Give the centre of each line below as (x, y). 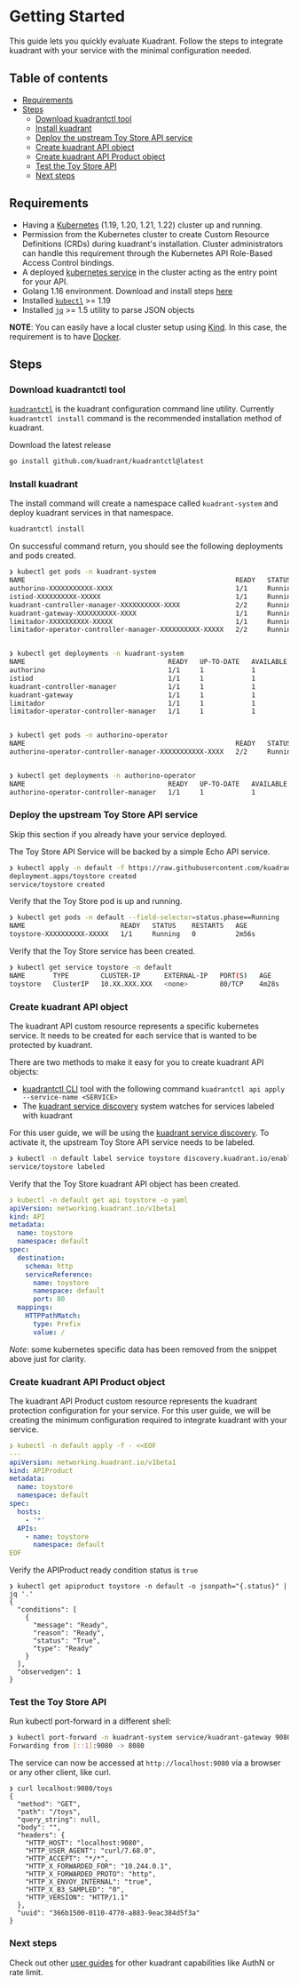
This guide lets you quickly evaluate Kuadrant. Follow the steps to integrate (146, 41)
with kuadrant (47, 1116)
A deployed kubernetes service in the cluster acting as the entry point (149, 272)
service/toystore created (57, 884)
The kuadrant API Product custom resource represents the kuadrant (133, 1401)
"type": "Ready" (63, 1649)
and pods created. (43, 556)
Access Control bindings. (68, 262)
